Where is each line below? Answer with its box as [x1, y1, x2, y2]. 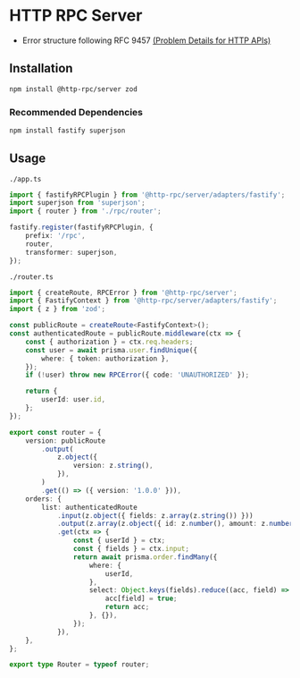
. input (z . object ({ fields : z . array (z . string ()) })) [56, 511, 254, 520]
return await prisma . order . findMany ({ [72, 552, 218, 562]
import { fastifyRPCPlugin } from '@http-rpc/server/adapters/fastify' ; [9, 190, 286, 199]
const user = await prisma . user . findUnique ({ [25, 345, 198, 354]
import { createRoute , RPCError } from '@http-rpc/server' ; [9, 288, 238, 297]
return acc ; [104, 603, 150, 612]
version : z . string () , [72, 462, 154, 470]
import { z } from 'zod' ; [9, 305, 105, 314]
